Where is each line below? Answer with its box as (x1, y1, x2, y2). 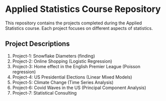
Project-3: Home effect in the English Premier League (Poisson (12, 63, 140, 69)
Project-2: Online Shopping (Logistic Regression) (12, 58, 112, 64)
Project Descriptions (5, 40, 70, 48)
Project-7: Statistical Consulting (12, 90, 77, 96)
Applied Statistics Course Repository (5, 3, 161, 15)
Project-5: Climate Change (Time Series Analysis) (12, 79, 114, 85)
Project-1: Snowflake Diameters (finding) (12, 53, 95, 59)
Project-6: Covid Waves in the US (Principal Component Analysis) (12, 85, 146, 91)
